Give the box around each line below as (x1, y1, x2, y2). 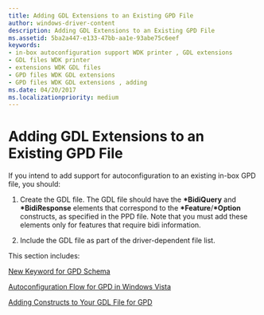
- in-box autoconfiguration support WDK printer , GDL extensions (8, 49, 233, 57)
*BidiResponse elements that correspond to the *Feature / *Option (19, 203, 241, 213)
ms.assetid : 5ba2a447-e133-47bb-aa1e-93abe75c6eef (8, 33, 180, 42)
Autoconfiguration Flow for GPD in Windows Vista (8, 282, 172, 292)
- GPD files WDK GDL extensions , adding (8, 78, 148, 86)
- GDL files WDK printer (8, 57, 91, 65)
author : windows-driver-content (8, 19, 115, 27)
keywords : (8, 41, 41, 49)
